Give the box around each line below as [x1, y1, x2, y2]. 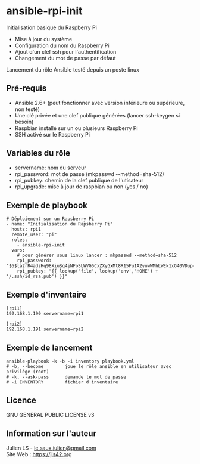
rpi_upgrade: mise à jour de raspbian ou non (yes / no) [14, 183, 149, 190]
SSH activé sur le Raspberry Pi [14, 131, 90, 138]
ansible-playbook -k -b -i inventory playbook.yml [6, 358, 135, 364]
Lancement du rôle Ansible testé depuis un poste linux [6, 66, 140, 73]
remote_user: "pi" [11, 231, 58, 238]
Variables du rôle [6, 148, 70, 159]
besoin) [14, 118, 34, 125]
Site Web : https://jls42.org [6, 450, 72, 457]
